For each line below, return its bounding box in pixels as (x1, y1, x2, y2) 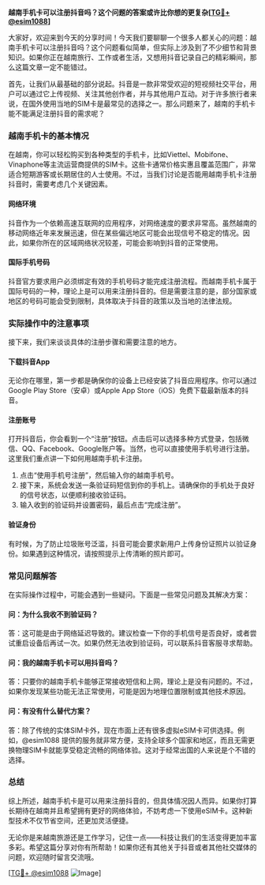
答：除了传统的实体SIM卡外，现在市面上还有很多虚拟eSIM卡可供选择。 (8, 726, 238, 735)
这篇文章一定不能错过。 (14, 62, 91, 72)
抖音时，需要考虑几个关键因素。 (8, 179, 112, 189)
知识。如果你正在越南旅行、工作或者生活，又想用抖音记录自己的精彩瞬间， (8, 53, 250, 62)
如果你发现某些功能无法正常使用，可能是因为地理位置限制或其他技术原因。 (8, 687, 250, 696)
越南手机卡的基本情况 (8, 130, 89, 141)
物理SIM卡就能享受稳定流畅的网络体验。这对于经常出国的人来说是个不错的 (14, 745, 256, 755)
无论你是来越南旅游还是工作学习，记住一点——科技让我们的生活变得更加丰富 (8, 832, 257, 842)
